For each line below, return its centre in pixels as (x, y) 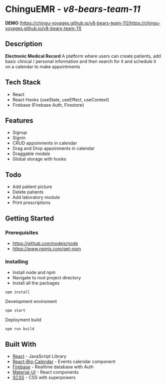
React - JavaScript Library (39, 356)
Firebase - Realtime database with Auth (53, 367)
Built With (21, 344)
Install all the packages (36, 283)
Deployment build (23, 320)
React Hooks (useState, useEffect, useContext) (61, 99)
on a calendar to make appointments (43, 66)
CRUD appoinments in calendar (45, 143)
